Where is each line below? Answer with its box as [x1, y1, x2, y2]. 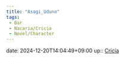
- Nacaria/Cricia [8, 25, 52, 31]
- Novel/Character [8, 31, 55, 37]
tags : [6, 14, 20, 20]
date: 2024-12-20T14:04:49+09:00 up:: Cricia [6, 47, 119, 54]
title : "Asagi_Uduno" [6, 8, 60, 15]
